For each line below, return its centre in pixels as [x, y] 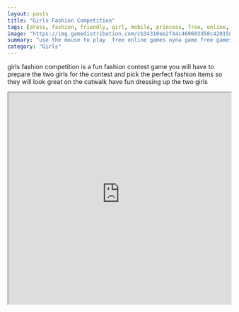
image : [17, 34]
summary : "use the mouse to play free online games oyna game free [110, 40]
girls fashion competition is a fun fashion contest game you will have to [111, 67]
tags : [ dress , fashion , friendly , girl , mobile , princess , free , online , [118, 27]
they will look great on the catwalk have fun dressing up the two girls [108, 82]
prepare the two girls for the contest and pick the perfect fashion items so [115, 74]
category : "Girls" [34, 47]
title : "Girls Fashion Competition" [61, 20]
